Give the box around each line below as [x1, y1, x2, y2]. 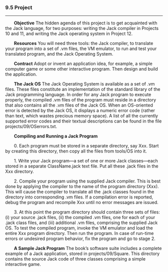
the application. [5, 71, 37, 77]
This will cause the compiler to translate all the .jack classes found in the [5, 189, 154, 195]
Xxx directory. [5, 168, 34, 174]
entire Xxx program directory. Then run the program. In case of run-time [5, 230, 154, 236]
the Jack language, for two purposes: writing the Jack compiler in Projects [5, 25, 159, 31]
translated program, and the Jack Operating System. [5, 51, 113, 57]
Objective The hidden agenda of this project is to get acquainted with [14, 20, 157, 26]
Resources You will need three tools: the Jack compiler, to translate [14, 40, 153, 46]
